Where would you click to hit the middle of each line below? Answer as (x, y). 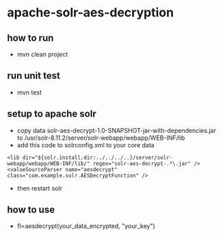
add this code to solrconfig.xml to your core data (86, 145)
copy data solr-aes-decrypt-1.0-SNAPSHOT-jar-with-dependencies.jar (117, 130)
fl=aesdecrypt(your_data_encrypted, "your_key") (86, 226)
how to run (30, 38)
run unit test (34, 76)
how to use (31, 210)
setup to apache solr (52, 114)
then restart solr (40, 188)
